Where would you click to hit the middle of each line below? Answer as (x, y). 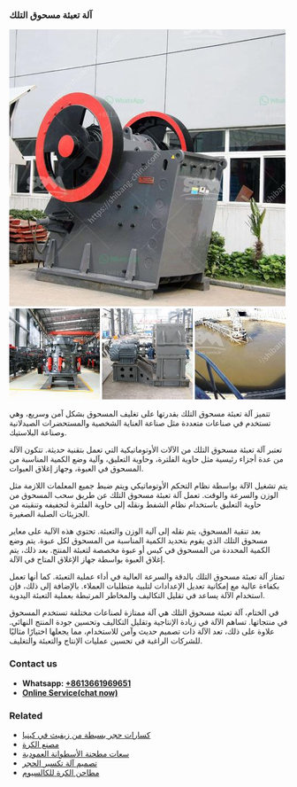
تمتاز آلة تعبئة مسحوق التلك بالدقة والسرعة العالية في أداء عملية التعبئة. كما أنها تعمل (147, 577)
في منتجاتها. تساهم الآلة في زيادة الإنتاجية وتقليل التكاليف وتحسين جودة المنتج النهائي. (148, 622)
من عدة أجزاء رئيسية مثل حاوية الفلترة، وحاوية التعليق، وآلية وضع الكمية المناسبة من (147, 459)
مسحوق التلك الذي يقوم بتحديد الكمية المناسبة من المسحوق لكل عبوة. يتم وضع (138, 541)
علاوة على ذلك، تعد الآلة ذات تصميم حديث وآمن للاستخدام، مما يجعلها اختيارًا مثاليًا (142, 631)
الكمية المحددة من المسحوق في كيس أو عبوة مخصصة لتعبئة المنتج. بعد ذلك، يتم (140, 550)
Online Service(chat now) (70, 692)
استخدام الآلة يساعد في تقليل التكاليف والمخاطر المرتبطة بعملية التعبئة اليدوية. (137, 596)
